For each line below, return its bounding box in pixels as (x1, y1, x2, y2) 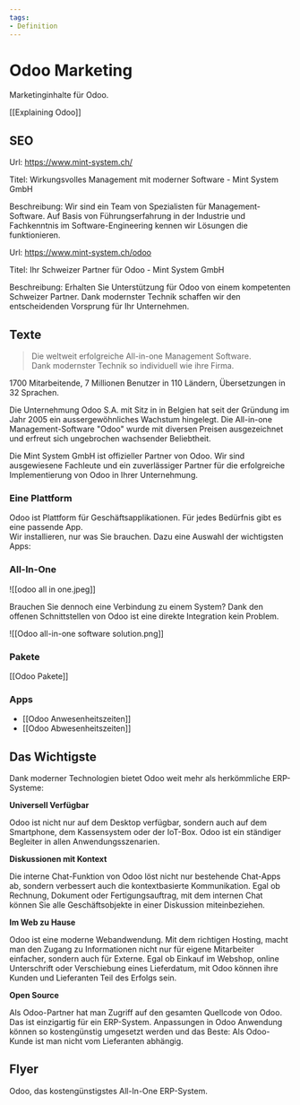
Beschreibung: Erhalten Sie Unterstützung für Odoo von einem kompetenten (9, 282, 291, 292)
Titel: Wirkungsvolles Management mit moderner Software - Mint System (9, 174, 279, 185)
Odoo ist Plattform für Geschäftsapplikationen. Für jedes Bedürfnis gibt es (9, 512, 282, 523)
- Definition (9, 22, 58, 30)
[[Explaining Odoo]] (9, 107, 82, 117)
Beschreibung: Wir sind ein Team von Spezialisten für (9, 201, 207, 212)
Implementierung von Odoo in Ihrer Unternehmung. (9, 470, 199, 481)
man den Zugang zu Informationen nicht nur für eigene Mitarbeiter (9, 944, 254, 955)
